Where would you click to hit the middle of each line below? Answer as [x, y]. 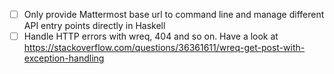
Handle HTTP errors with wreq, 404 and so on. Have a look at [151, 36]
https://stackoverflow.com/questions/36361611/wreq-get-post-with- [164, 48]
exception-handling [64, 58]
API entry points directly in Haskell [94, 26]
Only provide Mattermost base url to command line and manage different [174, 14]
